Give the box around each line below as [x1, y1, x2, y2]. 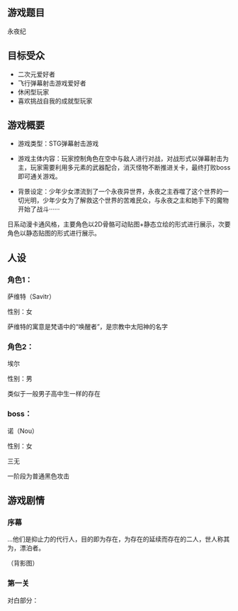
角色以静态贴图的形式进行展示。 [7, 229, 101, 238]
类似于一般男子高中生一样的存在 [7, 390, 101, 398]
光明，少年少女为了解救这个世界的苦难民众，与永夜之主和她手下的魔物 [23, 196, 229, 204]
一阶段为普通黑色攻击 [7, 471, 69, 480]
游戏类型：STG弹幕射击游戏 [17, 139, 99, 148]
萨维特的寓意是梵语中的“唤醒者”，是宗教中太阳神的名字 [7, 322, 169, 331]
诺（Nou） [7, 426, 39, 435]
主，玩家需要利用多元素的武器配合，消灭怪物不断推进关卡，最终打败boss [17, 163, 231, 172]
